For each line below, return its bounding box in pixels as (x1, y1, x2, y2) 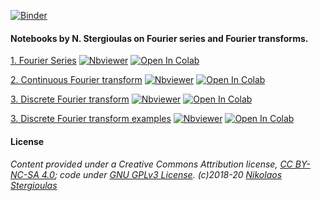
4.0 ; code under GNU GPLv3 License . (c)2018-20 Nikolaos (41, 169, 283, 181)
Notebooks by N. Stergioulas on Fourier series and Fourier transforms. (10, 32, 309, 44)
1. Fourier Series (10, 55, 77, 67)
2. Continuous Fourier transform (10, 74, 143, 86)
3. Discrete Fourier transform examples (10, 113, 172, 125)
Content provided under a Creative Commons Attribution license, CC (10, 158, 293, 170)
